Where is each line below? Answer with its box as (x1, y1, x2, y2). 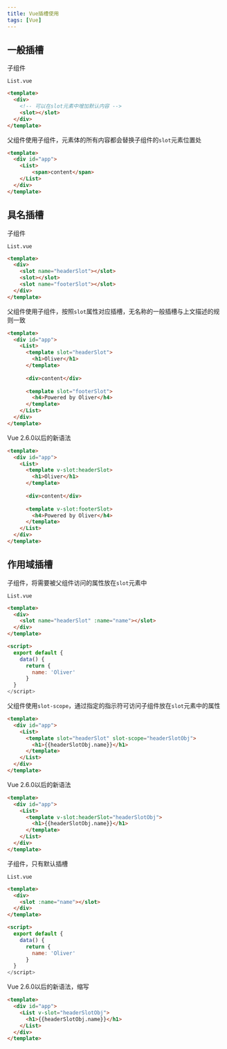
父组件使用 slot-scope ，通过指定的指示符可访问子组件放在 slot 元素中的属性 (7, 702, 221, 710)
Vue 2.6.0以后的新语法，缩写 (7, 982, 89, 991)
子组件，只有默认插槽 (7, 859, 68, 868)
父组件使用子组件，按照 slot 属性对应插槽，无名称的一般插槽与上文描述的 (7, 307, 214, 315)
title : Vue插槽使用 (7, 10, 60, 17)
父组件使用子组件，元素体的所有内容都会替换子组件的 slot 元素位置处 (7, 135, 202, 144)
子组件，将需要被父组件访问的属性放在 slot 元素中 (7, 578, 147, 587)
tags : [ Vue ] (7, 17, 42, 24)
